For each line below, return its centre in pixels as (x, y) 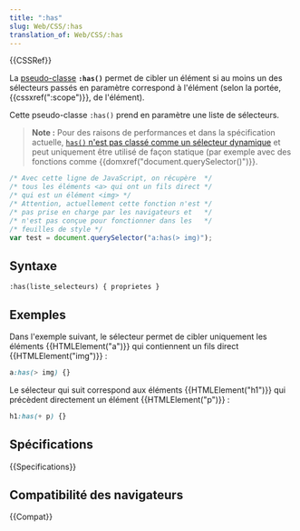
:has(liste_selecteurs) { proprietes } (85, 287)
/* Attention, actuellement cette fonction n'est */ (111, 204)
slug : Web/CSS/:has (46, 26)
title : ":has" (36, 18)
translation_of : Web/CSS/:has (67, 35)
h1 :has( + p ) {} (38, 416)
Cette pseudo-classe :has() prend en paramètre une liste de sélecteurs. (144, 115)
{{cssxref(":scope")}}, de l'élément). (77, 97)
